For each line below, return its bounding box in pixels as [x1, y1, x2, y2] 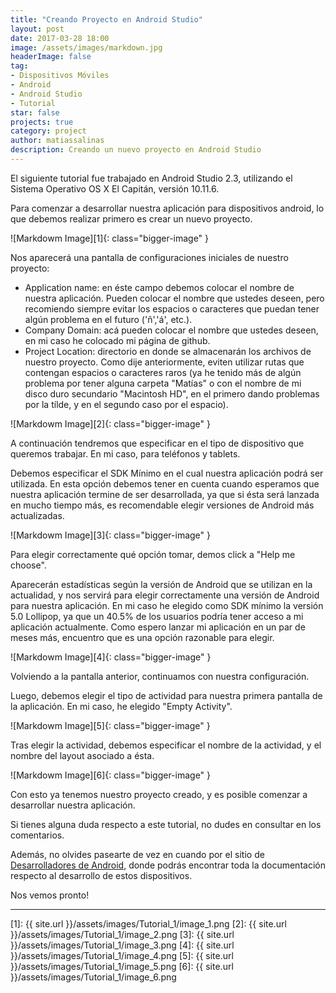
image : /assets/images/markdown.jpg [10, 42, 163, 53]
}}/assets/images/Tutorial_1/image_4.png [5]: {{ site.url [10, 949, 234, 961]
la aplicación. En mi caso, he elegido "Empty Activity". [10, 700, 233, 712]
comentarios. [10, 829, 65, 841]
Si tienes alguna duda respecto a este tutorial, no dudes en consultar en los [10, 818, 322, 830]
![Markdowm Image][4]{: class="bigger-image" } [10, 651, 212, 663]
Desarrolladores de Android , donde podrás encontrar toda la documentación [10, 859, 326, 871]
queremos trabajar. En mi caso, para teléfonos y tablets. [10, 447, 241, 460]
